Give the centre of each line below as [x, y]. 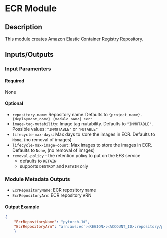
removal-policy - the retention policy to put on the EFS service [76, 155]
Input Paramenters [28, 69]
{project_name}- [126, 115]
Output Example [22, 207]
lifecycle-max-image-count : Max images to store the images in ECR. [82, 145]
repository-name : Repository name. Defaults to [60, 114]
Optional [14, 103]
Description [24, 27]
